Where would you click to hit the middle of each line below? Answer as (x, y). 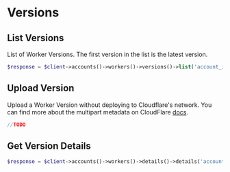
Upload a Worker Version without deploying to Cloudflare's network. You (110, 105)
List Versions (36, 38)
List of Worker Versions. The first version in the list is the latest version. (107, 54)
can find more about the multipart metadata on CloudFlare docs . (98, 112)
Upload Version (41, 88)
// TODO (16, 125)
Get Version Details (49, 146)
